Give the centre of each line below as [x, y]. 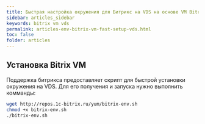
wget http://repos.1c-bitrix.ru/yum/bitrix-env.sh [72, 104]
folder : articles [28, 40]
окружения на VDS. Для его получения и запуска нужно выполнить [95, 86]
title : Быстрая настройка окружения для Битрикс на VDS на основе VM [97, 12]
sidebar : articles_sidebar [41, 18]
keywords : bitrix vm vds [38, 23]
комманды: [21, 93]
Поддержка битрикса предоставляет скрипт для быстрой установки [96, 79]
